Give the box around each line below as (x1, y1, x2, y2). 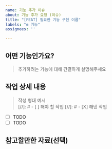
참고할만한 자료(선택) (5, 136, 68, 145)
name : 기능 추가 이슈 (5, 7, 45, 13)
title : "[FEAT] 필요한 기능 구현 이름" (5, 17, 81, 22)
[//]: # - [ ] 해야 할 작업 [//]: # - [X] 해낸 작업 (17, 103, 107, 109)
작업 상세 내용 (5, 83, 46, 91)
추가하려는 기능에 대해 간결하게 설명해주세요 (17, 66, 106, 72)
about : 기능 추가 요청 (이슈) (5, 12, 62, 17)
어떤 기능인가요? (5, 51, 54, 60)
